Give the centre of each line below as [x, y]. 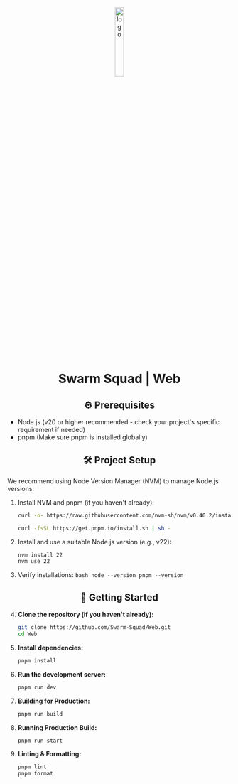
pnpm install [37, 660]
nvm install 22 [40, 555]
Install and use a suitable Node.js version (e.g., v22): [94, 542]
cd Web [27, 634]
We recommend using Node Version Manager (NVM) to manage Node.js [113, 481]
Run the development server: [62, 674]
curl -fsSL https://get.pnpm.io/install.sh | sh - [94, 528]
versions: [21, 488]
